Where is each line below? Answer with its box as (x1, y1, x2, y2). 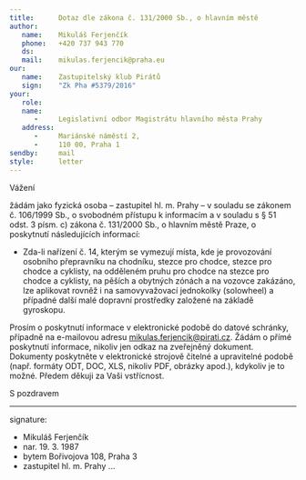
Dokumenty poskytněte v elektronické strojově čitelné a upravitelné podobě (9, 351, 294, 362)
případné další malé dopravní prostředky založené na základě (22, 295, 254, 305)
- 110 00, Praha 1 (33, 140, 120, 149)
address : (21, 124, 55, 133)
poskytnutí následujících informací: (9, 228, 141, 239)
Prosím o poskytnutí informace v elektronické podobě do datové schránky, (9, 322, 289, 333)
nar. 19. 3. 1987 (22, 441, 79, 452)
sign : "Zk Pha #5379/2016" (21, 81, 137, 90)
